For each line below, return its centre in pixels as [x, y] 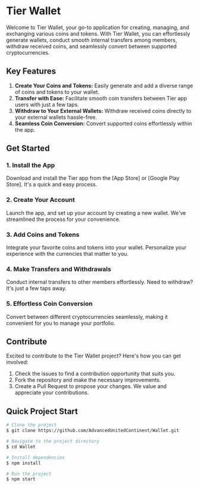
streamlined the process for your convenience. [63, 219]
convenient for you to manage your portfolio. [61, 323]
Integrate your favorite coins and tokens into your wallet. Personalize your [97, 248]
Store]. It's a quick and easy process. [52, 185]
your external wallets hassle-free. [56, 117]
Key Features [31, 72]
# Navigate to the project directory [53, 441]
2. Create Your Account [41, 200]
